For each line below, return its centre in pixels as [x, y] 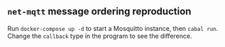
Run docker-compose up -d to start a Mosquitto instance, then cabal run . [113, 28]
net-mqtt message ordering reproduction [99, 12]
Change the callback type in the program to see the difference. [100, 36]
